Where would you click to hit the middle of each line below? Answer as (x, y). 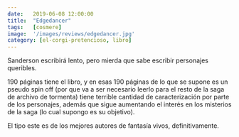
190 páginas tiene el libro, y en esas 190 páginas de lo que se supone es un (118, 82)
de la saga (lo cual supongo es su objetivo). (71, 112)
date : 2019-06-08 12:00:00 (51, 14)
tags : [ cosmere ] (34, 27)
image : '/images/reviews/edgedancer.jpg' (71, 34)
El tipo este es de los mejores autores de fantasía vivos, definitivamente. (113, 126)
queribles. (22, 68)
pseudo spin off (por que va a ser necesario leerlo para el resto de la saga (116, 89)
